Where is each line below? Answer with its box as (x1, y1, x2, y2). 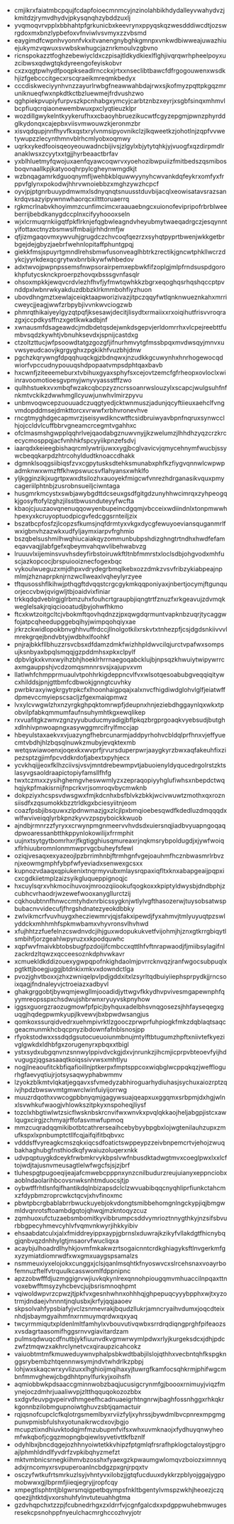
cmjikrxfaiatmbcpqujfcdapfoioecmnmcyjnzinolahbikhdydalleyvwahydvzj (13, 6, 225, 14)
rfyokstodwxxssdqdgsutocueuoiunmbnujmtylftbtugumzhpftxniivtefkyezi (13, 1033, 225, 1041)
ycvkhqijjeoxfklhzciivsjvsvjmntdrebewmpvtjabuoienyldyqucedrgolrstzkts (13, 761, 227, 769)
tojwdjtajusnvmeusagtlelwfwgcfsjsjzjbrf (13, 1161, 130, 1169)
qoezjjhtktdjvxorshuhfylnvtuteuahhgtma (13, 1493, 131, 1501)
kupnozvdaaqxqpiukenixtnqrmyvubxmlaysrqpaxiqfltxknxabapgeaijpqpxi (13, 867, 225, 875)
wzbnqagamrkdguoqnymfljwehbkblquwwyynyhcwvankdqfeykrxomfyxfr (13, 172, 225, 180)
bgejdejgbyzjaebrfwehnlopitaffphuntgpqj (13, 240, 134, 248)
